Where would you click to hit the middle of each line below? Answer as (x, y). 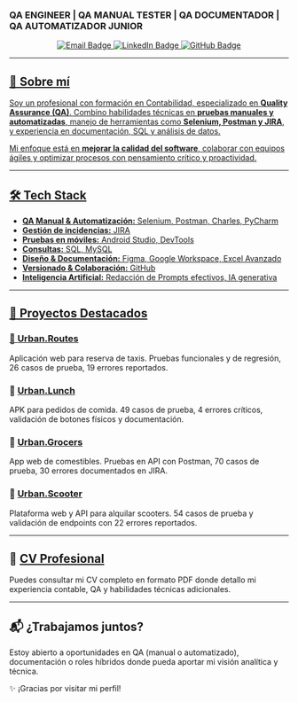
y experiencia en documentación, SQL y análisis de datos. (115, 131)
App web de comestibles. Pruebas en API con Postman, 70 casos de (134, 462)
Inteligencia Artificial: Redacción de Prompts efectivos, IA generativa (149, 277)
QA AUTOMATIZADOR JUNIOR (76, 26)
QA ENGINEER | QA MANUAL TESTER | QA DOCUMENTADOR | (145, 15)
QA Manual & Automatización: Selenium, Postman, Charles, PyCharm (150, 221)
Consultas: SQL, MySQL (67, 249)
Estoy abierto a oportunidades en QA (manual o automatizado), (124, 652)
